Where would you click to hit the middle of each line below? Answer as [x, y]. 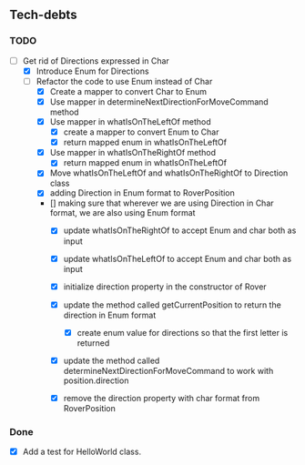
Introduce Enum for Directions [92, 71]
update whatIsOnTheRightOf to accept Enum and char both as [180, 230]
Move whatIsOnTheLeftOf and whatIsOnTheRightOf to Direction [169, 173]
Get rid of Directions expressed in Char [96, 61]
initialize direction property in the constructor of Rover [165, 287]
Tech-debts [43, 15]
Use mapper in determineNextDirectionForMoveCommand [159, 101]
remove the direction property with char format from [162, 398]
